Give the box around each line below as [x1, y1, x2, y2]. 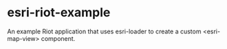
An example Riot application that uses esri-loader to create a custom [7, 27, 202, 35]
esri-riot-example [7, 5, 111, 20]
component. [41, 34, 76, 42]
